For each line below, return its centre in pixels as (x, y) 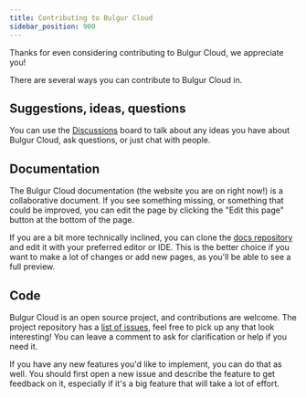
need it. (24, 346)
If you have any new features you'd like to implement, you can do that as (146, 364)
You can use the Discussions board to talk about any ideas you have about (150, 131)
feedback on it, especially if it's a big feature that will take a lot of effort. (145, 383)
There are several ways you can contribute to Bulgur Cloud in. (126, 79)
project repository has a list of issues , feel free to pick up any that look (142, 327)
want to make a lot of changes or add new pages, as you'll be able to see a (150, 257)
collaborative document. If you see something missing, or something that (147, 201)
